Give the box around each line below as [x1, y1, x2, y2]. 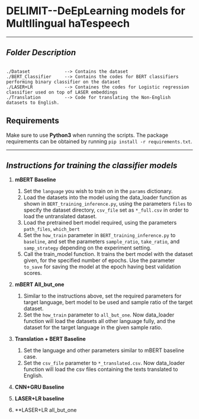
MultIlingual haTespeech [6, 17, 130, 30]
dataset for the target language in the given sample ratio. [23, 324, 163, 331]
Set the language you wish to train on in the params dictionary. [23, 188, 173, 195]
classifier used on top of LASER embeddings [6, 89, 118, 95]
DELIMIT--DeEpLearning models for [6, 4, 185, 18]
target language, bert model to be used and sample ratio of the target [23, 299, 193, 306]
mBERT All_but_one [14, 281, 65, 288]
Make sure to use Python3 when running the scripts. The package [6, 132, 169, 139]
